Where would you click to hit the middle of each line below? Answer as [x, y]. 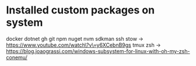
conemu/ [17, 57]
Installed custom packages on [80, 10]
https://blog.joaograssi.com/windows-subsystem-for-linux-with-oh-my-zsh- [98, 51]
